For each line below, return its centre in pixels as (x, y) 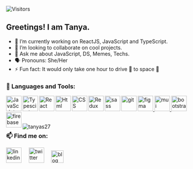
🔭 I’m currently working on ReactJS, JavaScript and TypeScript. (91, 41)
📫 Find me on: (27, 136)
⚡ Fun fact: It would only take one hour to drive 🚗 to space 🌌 (87, 69)
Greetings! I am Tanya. (48, 27)
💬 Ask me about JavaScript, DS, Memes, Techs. (72, 54)
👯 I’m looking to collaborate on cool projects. (68, 47)
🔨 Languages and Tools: (41, 86)
